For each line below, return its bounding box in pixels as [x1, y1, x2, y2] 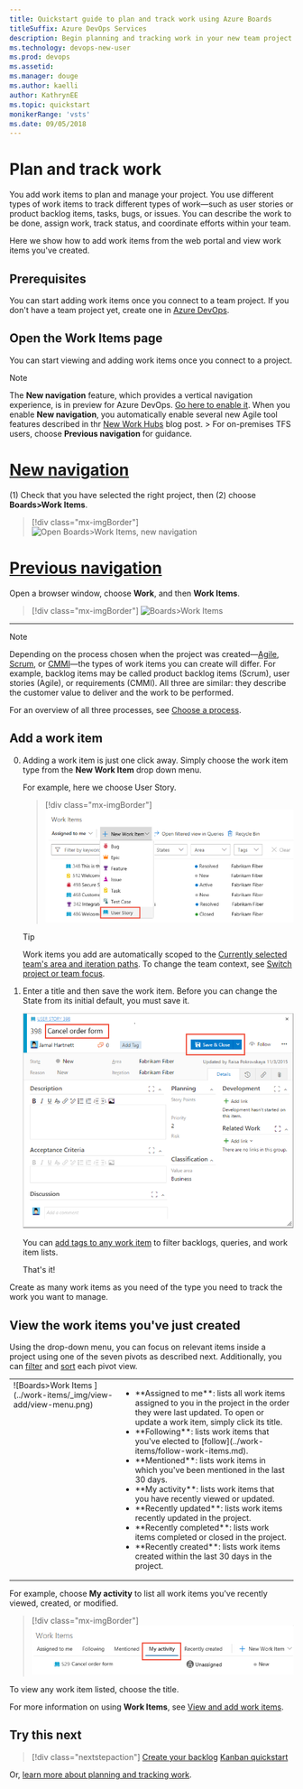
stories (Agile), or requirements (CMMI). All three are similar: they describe [9, 677, 287, 688]
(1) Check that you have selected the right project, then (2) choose [9, 489, 257, 500]
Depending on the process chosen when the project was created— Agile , [9, 648, 280, 659]
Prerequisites [9, 271, 87, 286]
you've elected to [134, 1435, 200, 1446]
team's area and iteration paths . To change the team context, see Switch [22, 958, 293, 969]
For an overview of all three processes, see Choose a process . [9, 704, 242, 715]
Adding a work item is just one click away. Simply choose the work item [22, 755, 289, 765]
